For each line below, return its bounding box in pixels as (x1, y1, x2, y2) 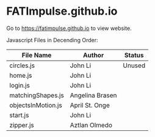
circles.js (9, 61, 35, 70)
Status (124, 51, 144, 59)
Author (83, 51, 104, 59)
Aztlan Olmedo (70, 120, 113, 129)
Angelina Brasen (70, 91, 117, 99)
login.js (9, 81, 31, 89)
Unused (123, 61, 145, 70)
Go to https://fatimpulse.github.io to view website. (6, 24, 132, 32)
